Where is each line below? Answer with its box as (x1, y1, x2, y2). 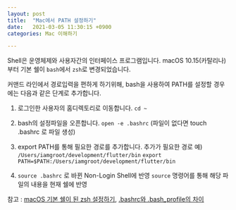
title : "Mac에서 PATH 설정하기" (7, 17, 97, 24)
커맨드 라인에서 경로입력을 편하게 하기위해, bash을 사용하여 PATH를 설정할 (7, 80, 213, 89)
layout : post (7, 10, 46, 18)
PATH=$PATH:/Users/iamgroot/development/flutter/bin (17, 158, 176, 166)
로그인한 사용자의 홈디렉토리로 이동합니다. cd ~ (17, 104, 147, 113)
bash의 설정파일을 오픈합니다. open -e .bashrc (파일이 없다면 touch (17, 119, 207, 128)
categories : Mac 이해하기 (7, 30, 77, 37)
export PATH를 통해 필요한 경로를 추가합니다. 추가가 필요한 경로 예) (17, 142, 203, 152)
